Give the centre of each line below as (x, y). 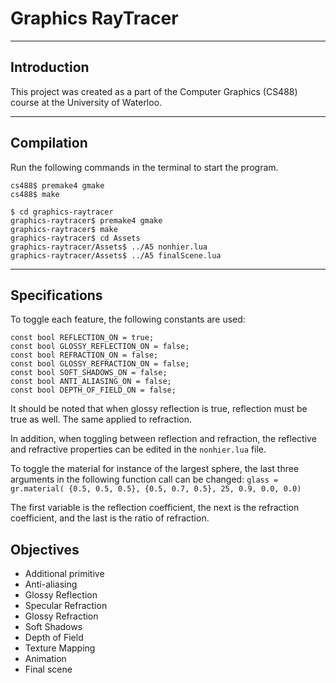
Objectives (45, 549)
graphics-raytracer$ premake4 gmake (86, 220)
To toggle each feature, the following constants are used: (128, 319)
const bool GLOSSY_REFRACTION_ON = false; (100, 364)
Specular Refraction (66, 606)
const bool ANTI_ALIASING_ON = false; (91, 382)
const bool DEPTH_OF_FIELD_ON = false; (93, 390)
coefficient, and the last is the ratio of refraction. (110, 518)
